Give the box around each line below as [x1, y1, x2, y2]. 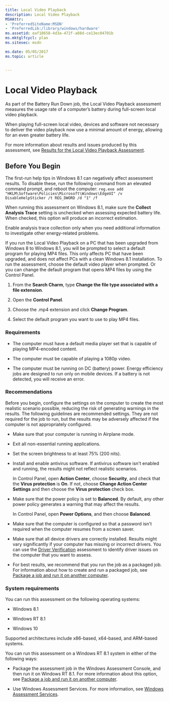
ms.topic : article [5, 54, 44, 59]
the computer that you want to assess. [12, 552, 93, 558]
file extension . [12, 287, 44, 293]
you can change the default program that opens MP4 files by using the [5, 267, 152, 273]
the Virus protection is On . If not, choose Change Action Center [12, 481, 147, 487]
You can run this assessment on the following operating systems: [5, 596, 140, 602]
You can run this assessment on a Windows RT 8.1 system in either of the [5, 650, 157, 657]
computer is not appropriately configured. [5, 421, 92, 427]
